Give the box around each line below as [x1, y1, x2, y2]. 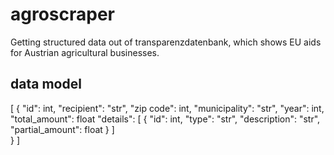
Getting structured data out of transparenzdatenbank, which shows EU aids [10, 36, 322, 48]
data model [10, 76, 82, 93]
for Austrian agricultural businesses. [10, 46, 160, 58]
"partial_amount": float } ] [10, 123, 115, 135]
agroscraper [10, 3, 116, 26]
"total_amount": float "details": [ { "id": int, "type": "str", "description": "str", [10, 113, 321, 125]
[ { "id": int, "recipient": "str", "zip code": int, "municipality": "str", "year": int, [10, 102, 325, 114]
